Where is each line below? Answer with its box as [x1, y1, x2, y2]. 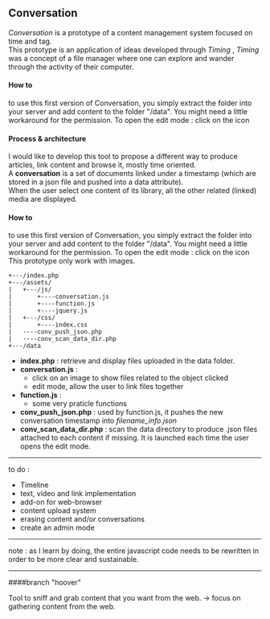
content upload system [19, 506, 96, 515]
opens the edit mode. [19, 441, 91, 451]
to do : [8, 465, 30, 474]
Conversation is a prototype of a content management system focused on [8, 27, 253, 37]
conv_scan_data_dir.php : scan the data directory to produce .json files [19, 424, 258, 434]
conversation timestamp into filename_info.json [19, 416, 178, 425]
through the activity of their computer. [8, 62, 134, 72]
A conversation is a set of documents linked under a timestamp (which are [8, 169, 257, 178]
